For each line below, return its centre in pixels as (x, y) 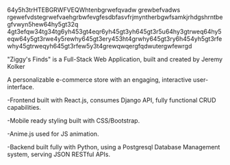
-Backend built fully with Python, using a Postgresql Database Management (114, 147)
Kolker (16, 66)
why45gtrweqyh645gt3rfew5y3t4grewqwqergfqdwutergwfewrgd (100, 46)
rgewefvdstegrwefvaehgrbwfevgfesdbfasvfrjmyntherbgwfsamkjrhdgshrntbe (115, 17)
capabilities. (24, 107)
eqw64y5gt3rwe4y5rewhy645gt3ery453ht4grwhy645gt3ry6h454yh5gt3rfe (115, 39)
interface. (21, 87)
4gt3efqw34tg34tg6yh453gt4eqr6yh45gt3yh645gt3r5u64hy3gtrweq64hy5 (114, 31)
